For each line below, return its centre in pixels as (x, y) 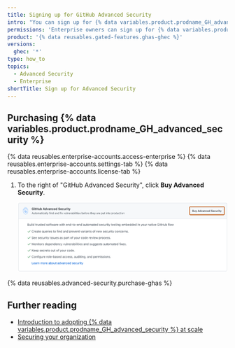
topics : (19, 67)
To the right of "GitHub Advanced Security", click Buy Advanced (111, 185)
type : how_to (26, 60)
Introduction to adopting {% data (64, 322)
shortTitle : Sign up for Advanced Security (72, 89)
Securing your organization (57, 337)
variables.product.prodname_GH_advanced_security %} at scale (110, 330)
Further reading (42, 305)
